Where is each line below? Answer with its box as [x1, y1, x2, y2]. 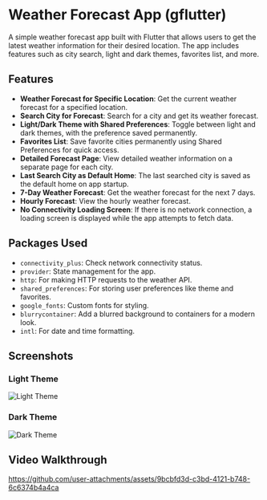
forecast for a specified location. [19, 102, 128, 112]
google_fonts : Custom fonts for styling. [19, 300, 150, 310]
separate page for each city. [19, 162, 114, 172]
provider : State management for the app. [19, 266, 156, 276]
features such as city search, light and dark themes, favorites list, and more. [8, 49, 260, 59]
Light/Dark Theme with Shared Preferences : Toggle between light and [19, 119, 257, 129]
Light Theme [8, 373, 59, 384]
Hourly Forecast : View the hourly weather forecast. [19, 196, 191, 205]
